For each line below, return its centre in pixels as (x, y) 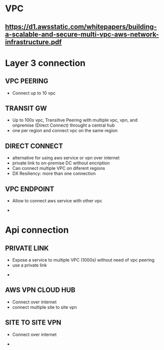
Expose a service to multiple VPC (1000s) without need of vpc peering (83, 260)
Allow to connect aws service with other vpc (57, 201)
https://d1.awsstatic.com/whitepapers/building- (81, 27)
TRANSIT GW (26, 108)
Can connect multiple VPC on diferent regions (59, 168)
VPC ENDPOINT (30, 189)
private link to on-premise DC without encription (61, 163)
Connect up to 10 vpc (34, 93)
